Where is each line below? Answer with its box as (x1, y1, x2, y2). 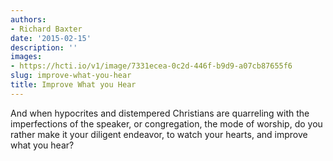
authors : (10, 14, 47, 25)
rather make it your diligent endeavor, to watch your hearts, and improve (10, 128, 308, 140)
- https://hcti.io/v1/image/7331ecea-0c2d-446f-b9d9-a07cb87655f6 (10, 61, 293, 71)
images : (10, 52, 43, 62)
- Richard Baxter (10, 24, 83, 34)
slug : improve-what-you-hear (10, 71, 132, 81)
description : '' (10, 42, 78, 53)
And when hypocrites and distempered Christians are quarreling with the (10, 107, 310, 119)
